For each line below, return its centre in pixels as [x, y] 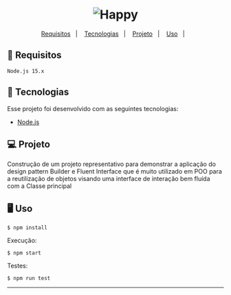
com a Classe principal [40, 186]
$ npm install [27, 228]
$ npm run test [29, 279]
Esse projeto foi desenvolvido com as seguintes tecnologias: [93, 108]
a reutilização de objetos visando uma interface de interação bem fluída [109, 179]
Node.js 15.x [26, 71]
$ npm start [24, 253]
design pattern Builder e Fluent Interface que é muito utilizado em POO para [114, 172]
